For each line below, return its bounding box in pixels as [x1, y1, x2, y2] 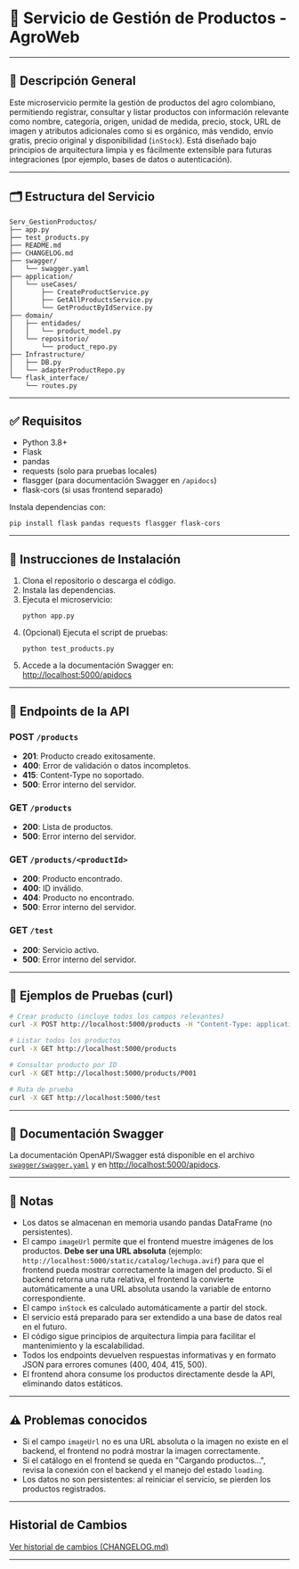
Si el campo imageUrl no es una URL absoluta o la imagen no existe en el [21, 1436, 289, 1447]
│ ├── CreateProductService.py [9, 287, 149, 297]
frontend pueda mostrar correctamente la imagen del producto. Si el [21, 1265, 273, 1276]
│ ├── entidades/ [9, 318, 82, 328]
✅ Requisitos [9, 414, 83, 429]
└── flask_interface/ [9, 374, 90, 382]
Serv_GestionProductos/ [9, 218, 98, 226]
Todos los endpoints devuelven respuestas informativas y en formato [21, 1350, 277, 1360]
